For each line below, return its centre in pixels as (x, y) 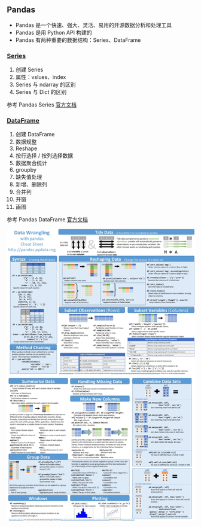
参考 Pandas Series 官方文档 (42, 105)
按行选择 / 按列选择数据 (44, 156)
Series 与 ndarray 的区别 (46, 85)
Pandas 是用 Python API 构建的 (54, 32)
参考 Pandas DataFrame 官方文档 (48, 220)
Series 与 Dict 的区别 (41, 92)
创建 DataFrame (35, 135)
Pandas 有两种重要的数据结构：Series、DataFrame (78, 40)
